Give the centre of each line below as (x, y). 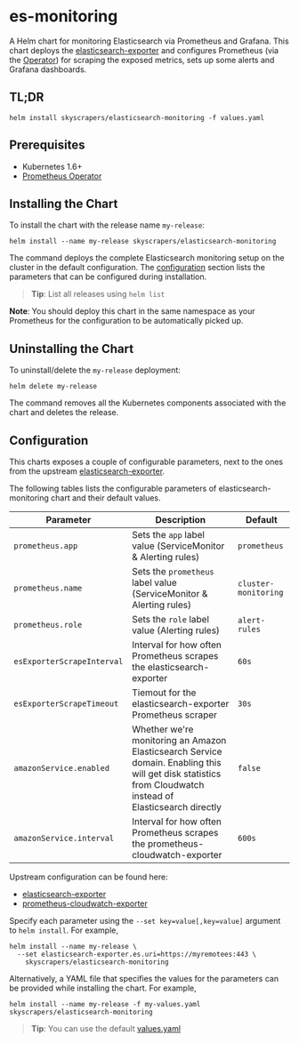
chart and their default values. (106, 498)
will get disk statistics (177, 774)
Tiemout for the (164, 693)
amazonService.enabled (61, 768)
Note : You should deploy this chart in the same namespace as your (132, 311)
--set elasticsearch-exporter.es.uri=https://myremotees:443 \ (137, 954)
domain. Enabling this (177, 762)
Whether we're (163, 729)
